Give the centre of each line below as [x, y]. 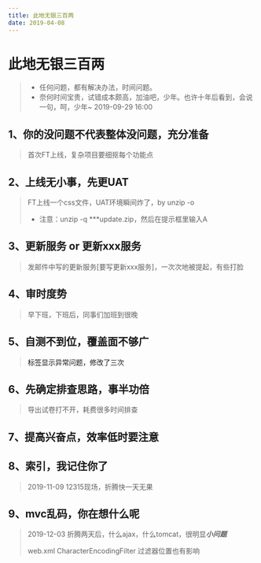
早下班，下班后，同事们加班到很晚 [83, 314]
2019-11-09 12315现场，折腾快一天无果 [90, 487]
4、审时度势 [38, 294]
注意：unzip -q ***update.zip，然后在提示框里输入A [123, 219]
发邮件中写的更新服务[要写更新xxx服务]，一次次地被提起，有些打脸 [135, 267]
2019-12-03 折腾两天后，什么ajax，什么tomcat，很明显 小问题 [127, 534]
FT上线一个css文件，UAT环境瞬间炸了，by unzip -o [111, 202]
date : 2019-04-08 [37, 23]
